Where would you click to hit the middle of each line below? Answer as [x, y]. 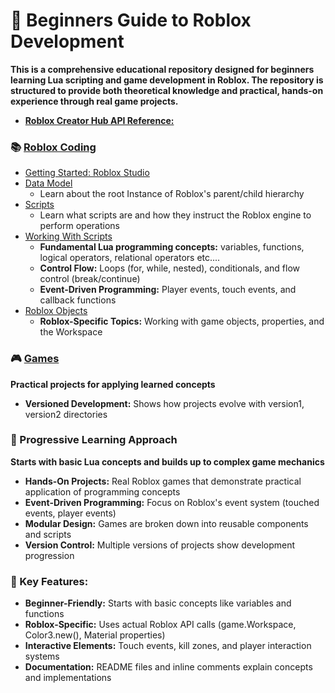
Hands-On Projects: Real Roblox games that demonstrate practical [163, 481]
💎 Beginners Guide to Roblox [131, 20]
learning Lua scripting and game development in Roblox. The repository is [167, 80]
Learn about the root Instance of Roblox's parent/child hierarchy [172, 194]
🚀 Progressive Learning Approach [94, 440]
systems [42, 656]
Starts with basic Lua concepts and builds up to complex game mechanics [167, 461]
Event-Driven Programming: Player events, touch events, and [168, 290]
